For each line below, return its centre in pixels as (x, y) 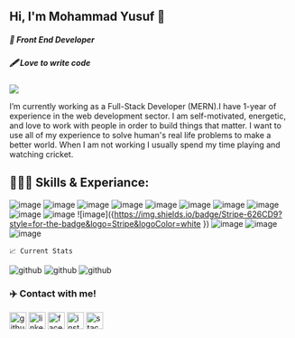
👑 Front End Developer (52, 39)
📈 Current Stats (41, 251)
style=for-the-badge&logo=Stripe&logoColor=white (105, 223)
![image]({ (96, 214)
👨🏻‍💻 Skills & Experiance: (79, 183)
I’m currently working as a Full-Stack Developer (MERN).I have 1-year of (143, 106)
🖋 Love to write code (50, 63)
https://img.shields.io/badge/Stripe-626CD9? (198, 214)
